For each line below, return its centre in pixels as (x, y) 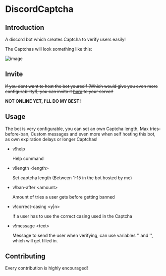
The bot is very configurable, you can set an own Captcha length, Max (77, 129)
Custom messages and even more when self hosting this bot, (93, 134)
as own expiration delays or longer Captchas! (51, 139)
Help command (28, 158)
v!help (19, 149)
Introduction (25, 28)
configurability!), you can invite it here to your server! (59, 91)
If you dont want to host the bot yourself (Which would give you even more (82, 86)
